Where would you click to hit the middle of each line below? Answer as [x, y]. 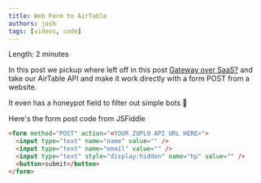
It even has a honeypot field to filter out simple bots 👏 [98, 103]
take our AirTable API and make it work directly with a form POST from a [129, 79]
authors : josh [33, 24]
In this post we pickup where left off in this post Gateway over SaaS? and [131, 70]
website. [23, 87]
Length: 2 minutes [39, 54]
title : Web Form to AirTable [58, 16]
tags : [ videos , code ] [45, 31]
